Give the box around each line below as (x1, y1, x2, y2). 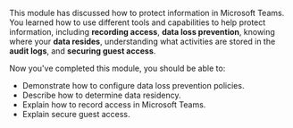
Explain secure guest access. (21, 109, 131, 119)
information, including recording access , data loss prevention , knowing (9, 27, 275, 37)
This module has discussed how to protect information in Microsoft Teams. (9, 8, 285, 18)
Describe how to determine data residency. (21, 90, 181, 100)
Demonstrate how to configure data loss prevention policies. (21, 81, 245, 90)
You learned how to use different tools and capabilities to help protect (9, 17, 266, 28)
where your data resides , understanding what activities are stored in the (9, 36, 276, 47)
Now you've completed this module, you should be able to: (9, 63, 226, 73)
